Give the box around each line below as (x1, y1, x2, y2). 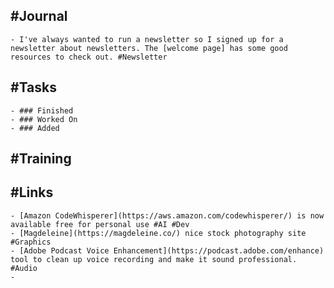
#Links (10, 184, 54, 201)
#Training (10, 150, 72, 168)
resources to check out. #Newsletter (10, 52, 168, 62)
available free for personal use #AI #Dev (10, 219, 190, 229)
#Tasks (10, 79, 58, 96)
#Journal (10, 8, 68, 25)
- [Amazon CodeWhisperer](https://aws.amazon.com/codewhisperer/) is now (10, 210, 325, 221)
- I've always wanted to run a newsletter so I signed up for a (10, 34, 284, 44)
